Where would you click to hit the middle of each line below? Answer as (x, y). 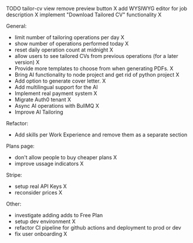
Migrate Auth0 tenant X (43, 100)
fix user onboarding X (41, 234)
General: (16, 26)
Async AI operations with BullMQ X (57, 106)
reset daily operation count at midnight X (64, 50)
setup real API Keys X (41, 186)
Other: (14, 204)
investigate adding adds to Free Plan (59, 215)
